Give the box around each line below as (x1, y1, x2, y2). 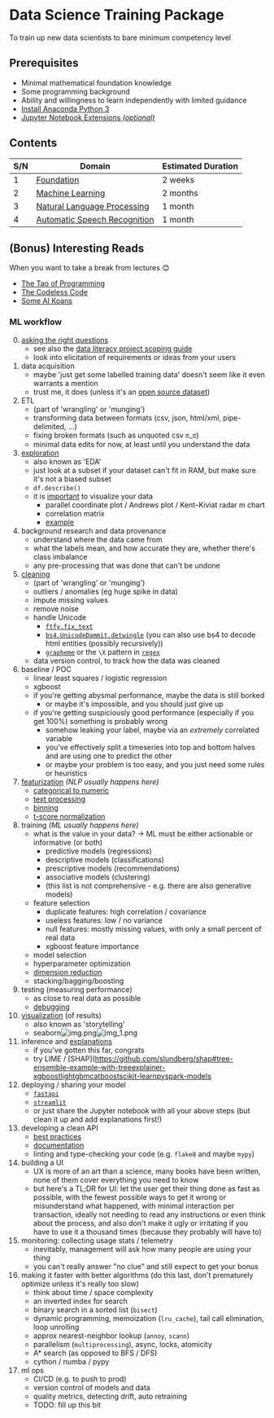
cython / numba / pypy (33, 1356, 110, 1366)
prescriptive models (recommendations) (45, 863, 180, 873)
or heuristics (45, 768, 88, 778)
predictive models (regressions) (45, 845, 153, 856)
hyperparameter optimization (33, 959, 131, 968)
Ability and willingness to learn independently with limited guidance (20, 95, 247, 105)
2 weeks (162, 173, 195, 185)
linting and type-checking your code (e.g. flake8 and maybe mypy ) (33, 1148, 255, 1158)
